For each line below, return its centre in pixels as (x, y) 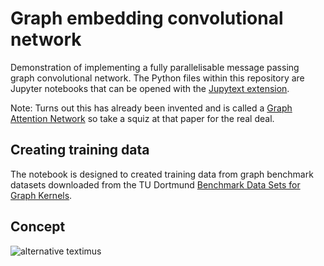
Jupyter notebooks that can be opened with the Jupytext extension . (150, 88)
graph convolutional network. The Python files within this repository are (157, 78)
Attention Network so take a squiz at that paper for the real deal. (142, 118)
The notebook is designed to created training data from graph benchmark (162, 174)
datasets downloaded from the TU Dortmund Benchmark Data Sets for (155, 184)
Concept (38, 227)
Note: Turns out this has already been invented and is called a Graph (151, 108)
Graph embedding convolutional (147, 18)
